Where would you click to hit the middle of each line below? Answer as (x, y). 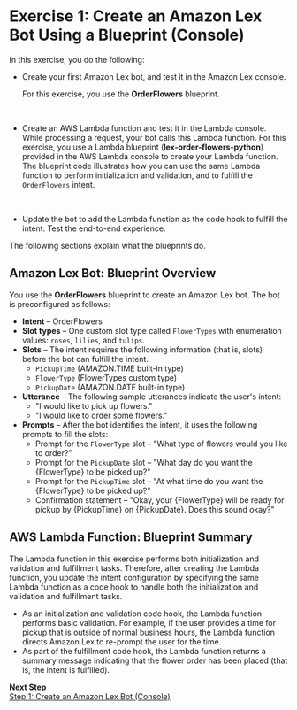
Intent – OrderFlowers (62, 321)
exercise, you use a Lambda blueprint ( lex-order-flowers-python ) (143, 147)
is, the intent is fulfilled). (66, 669)
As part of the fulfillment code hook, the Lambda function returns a (144, 651)
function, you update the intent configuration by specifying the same (134, 577)
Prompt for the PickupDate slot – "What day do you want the (144, 462)
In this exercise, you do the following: (77, 59)
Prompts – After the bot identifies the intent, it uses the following (140, 424)
